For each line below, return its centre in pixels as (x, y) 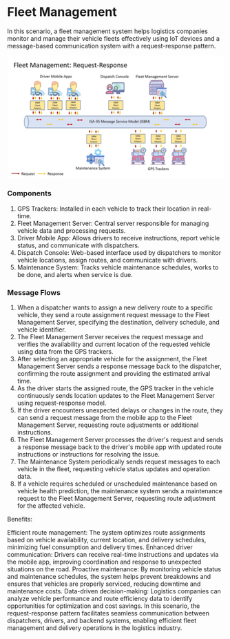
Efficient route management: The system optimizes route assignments (106, 533)
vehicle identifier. (42, 330)
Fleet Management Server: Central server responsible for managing (113, 223)
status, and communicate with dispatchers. (78, 245)
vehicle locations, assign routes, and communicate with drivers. (107, 260)
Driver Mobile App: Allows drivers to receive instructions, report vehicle (118, 238)
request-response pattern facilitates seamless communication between (108, 613)
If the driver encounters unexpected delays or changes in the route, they (120, 410)
